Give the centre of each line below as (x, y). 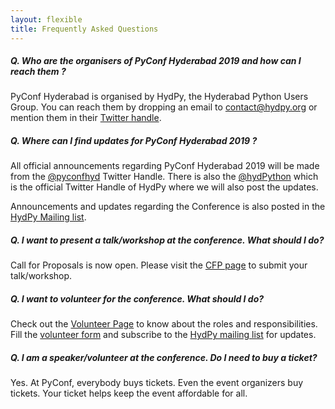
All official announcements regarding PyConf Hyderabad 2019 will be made (165, 166)
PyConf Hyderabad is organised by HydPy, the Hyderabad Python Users (159, 97)
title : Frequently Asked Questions (84, 29)
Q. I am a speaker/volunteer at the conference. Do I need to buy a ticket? (164, 357)
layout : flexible (46, 19)
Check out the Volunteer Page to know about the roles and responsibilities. (164, 324)
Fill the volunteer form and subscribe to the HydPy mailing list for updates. (163, 335)
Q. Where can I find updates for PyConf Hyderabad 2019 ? (134, 141)
